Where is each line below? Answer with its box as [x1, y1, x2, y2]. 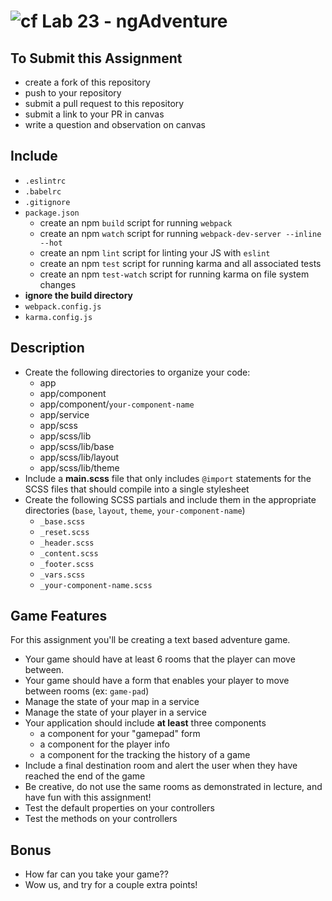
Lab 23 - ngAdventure [41, 10, 228, 33]
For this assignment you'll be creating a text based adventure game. [10, 634, 291, 646]
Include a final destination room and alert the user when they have [24, 760, 298, 772]
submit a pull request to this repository [24, 98, 185, 109]
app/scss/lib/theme [39, 461, 120, 474]
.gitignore [24, 197, 71, 207]
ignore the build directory [24, 289, 134, 301]
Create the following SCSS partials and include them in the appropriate [24, 493, 317, 505]
